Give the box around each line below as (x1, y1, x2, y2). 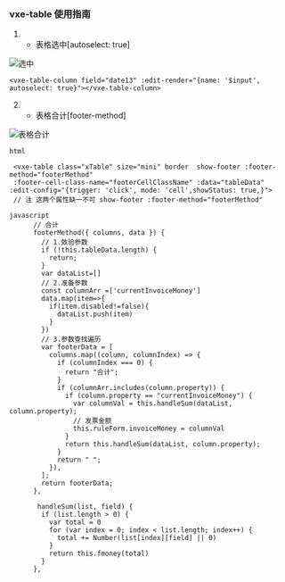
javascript (9, 212, 50, 220)
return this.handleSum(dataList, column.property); (65, 440, 261, 449)
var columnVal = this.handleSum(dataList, (72, 399, 233, 408)
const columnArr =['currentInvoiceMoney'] (41, 287, 201, 295)
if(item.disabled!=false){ (48, 302, 150, 312)
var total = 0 (48, 518, 102, 528)
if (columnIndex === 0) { (56, 359, 153, 368)
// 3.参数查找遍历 (41, 335, 102, 345)
